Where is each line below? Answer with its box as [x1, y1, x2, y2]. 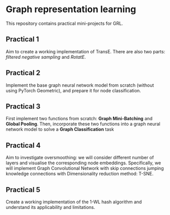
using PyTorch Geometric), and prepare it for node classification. [6, 87, 141, 93]
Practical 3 [6, 102, 41, 111]
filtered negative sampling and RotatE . [6, 54, 86, 60]
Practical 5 [6, 185, 41, 194]
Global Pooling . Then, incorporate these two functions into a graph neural [6, 121, 160, 127]
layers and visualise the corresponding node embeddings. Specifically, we [6, 160, 161, 166]
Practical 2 [6, 68, 41, 77]
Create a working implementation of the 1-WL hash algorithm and [6, 199, 142, 205]
